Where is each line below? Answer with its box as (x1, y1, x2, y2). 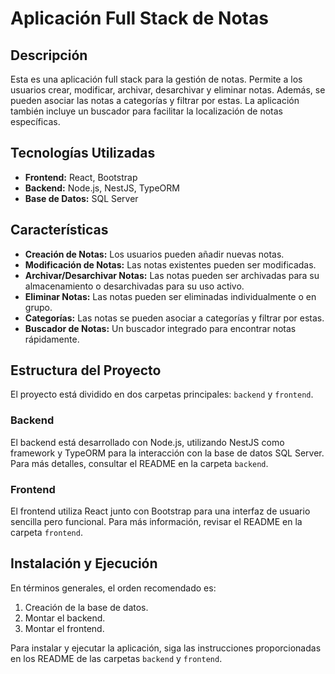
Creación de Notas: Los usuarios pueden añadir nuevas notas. (24, 248, 285, 260)
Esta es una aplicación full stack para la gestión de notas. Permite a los (10, 73, 303, 85)
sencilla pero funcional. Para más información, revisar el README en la (10, 516, 303, 528)
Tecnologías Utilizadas (10, 145, 156, 162)
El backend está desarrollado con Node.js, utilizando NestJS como (10, 436, 285, 448)
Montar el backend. (24, 612, 106, 624)
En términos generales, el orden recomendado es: (10, 582, 217, 594)
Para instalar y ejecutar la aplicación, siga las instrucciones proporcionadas (10, 642, 322, 654)
